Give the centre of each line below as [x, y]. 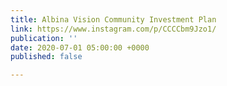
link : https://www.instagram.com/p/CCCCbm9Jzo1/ [113, 29]
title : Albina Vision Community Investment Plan [113, 19]
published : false [46, 57]
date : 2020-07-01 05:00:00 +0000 [80, 47]
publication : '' [44, 38]
